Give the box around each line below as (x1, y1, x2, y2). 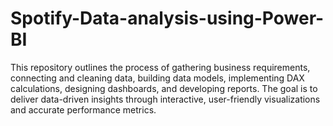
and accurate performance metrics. (10, 103, 157, 116)
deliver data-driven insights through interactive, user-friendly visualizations (10, 93, 321, 105)
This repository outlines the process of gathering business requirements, (10, 61, 311, 73)
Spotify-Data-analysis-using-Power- (10, 7, 325, 30)
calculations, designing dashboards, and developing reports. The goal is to (10, 82, 318, 94)
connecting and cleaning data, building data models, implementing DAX (10, 72, 305, 84)
